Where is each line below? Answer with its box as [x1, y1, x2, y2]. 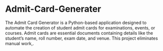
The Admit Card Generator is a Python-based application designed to [5, 20, 147, 25]
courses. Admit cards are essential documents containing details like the [5, 30, 154, 36]
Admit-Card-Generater [5, 3, 102, 15]
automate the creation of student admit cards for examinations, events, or [5, 25, 156, 30]
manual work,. [5, 40, 34, 46]
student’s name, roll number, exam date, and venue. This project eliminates [5, 35, 158, 41]
